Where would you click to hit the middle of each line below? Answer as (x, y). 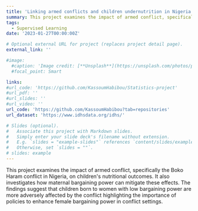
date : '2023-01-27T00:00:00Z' (43, 34)
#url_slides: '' (26, 99)
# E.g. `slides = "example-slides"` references (68, 142)
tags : (13, 22)
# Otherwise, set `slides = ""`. (50, 148)
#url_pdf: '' (22, 93)
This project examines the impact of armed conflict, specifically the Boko (95, 170)
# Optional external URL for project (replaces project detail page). (95, 44)
